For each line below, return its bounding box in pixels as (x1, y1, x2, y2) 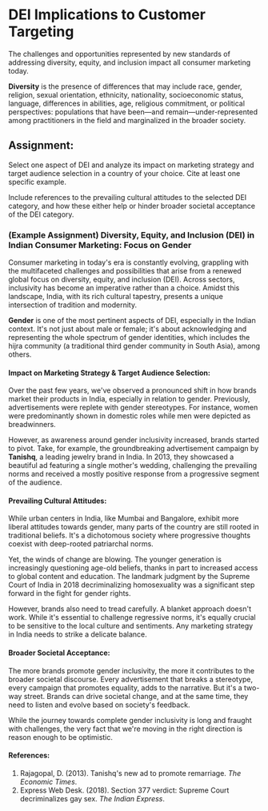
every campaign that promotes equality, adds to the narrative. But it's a (8, 682, 242, 693)
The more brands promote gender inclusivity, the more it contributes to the (8, 665, 254, 675)
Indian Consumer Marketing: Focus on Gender (8, 239, 192, 250)
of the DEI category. (8, 210, 74, 219)
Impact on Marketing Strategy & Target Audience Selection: (8, 368, 210, 378)
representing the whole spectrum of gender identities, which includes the (8, 333, 250, 342)
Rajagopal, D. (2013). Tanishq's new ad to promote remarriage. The (19, 768, 242, 777)
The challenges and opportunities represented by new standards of (8, 49, 230, 58)
